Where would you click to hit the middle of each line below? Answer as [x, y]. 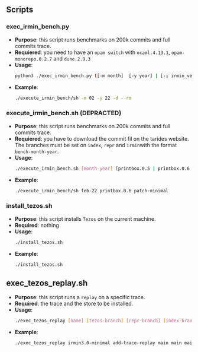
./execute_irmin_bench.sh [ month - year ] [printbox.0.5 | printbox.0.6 [102, 169]
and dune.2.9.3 [72, 58]
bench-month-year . [37, 151]
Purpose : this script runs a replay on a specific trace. [80, 297]
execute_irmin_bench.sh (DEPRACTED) [64, 113]
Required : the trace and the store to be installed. [74, 304]
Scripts [20, 10]
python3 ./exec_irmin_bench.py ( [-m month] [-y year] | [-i [92, 76]
